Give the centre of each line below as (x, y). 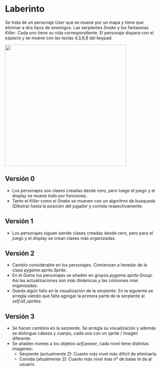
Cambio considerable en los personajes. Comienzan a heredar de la (80, 265)
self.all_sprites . (27, 301)
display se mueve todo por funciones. (50, 196)
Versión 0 (20, 179)
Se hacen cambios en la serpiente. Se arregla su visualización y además (84, 328)
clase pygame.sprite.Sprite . (39, 270)
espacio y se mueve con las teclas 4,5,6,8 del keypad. (59, 38)
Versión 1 (19, 221)
